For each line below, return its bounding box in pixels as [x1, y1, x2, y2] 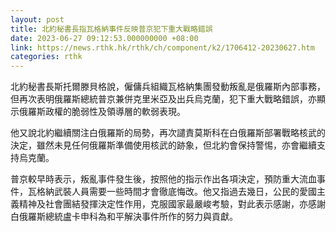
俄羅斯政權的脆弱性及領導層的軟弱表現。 [18, 106, 186, 118]
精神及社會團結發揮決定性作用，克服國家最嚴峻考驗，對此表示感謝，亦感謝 [18, 198, 326, 210]
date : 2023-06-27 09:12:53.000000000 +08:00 [10, 33, 199, 43]
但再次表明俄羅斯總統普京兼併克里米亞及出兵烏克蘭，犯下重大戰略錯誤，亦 [10, 93, 317, 105]
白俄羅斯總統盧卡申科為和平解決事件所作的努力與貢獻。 [10, 211, 238, 223]
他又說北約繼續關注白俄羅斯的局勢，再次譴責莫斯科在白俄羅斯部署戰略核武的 [10, 127, 326, 139]
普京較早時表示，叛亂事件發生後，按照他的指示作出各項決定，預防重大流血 [10, 173, 317, 185]
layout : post [10, 14, 65, 25]
